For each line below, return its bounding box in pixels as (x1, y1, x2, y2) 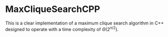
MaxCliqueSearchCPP (5, 3, 100, 15)
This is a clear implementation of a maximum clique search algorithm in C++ (5, 20, 164, 26)
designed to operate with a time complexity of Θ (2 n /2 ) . (5, 25, 119, 32)
